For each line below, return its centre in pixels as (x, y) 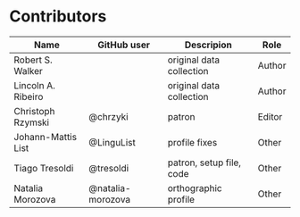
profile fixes (192, 142)
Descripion (208, 45)
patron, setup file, (204, 163)
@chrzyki (108, 116)
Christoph (34, 111)
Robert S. (33, 60)
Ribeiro (29, 96)
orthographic (195, 188)
